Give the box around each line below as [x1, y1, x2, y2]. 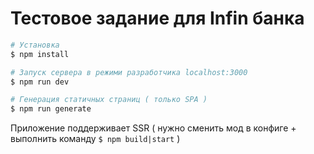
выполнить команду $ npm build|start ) [10, 133, 181, 145]
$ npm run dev [10, 77, 70, 87]
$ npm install [10, 49, 70, 59]
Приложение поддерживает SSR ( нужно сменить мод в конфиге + [10, 122, 297, 134]
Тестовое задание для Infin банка [10, 7, 305, 30]
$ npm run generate [10, 104, 92, 114]
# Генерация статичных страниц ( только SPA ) [10, 95, 208, 105]
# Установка [10, 40, 60, 50]
